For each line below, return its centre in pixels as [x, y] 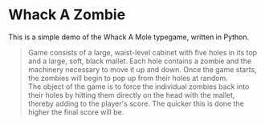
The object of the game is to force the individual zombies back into [139, 87]
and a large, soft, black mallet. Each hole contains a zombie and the [139, 61]
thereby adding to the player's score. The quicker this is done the [136, 103]
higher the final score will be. [76, 112]
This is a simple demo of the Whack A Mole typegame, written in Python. [129, 37]
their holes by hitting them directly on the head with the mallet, [131, 95]
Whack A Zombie [67, 15]
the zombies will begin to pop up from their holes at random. [128, 78]
